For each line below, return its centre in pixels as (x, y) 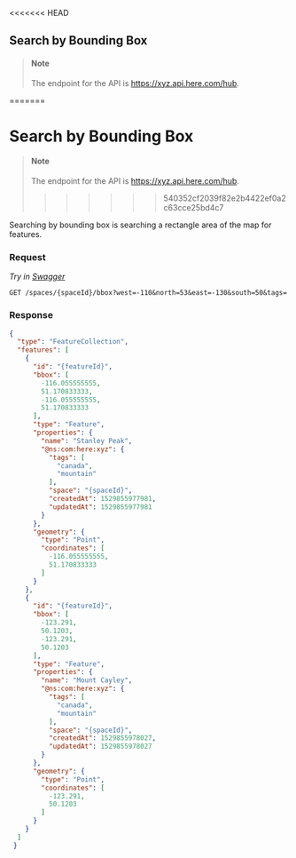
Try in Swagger (37, 277)
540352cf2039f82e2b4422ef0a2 (225, 198)
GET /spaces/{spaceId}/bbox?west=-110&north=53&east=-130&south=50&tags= (148, 293)
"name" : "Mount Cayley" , (87, 680)
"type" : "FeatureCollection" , (73, 342)
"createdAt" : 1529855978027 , (102, 738)
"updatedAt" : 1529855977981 (100, 507)
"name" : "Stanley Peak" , (87, 441)
